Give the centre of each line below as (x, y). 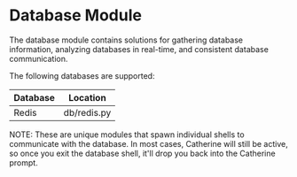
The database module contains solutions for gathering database (126, 40)
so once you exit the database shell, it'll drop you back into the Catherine (143, 153)
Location (87, 97)
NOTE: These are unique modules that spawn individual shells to (127, 135)
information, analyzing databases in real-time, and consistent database (139, 49)
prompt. (23, 162)
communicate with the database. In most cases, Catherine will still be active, (148, 143)
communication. (39, 58)
